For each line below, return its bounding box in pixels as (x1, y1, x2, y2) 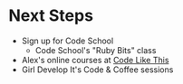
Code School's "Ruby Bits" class (34, 44, 157, 55)
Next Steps (8, 5, 94, 26)
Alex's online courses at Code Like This (21, 54, 169, 65)
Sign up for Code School (21, 35, 114, 46)
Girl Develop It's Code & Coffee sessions (21, 64, 174, 75)
